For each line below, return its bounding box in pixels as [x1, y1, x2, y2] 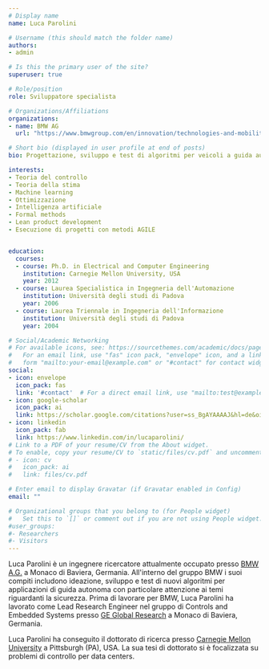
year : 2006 [22, 300, 59, 308]
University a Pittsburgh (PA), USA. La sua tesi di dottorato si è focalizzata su [8, 643, 259, 653]
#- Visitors [8, 537, 48, 545]
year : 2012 [22, 277, 59, 285]
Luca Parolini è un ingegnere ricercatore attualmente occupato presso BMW [8, 559, 259, 569]
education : [8, 247, 45, 255]
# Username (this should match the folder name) [8, 34, 174, 42]
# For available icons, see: [8, 344, 106, 352]
